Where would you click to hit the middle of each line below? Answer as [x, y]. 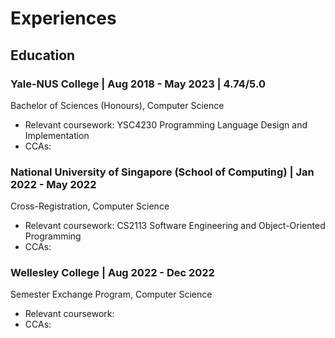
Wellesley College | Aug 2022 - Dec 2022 [112, 273]
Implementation [57, 135]
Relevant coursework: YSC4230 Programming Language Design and [166, 124]
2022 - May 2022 [53, 184]
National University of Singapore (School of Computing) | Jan [162, 172]
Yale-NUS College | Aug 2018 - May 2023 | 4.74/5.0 [138, 84]
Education [43, 55]
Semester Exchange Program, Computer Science [111, 294]
